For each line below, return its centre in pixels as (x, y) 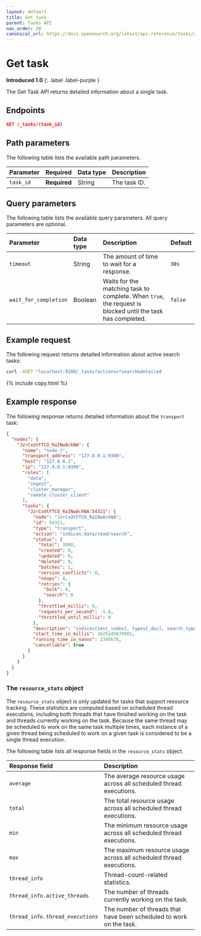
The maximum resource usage (147, 850)
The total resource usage (139, 801)
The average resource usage (144, 776)
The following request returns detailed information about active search (93, 354)
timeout (20, 264)
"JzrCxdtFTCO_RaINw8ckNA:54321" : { (72, 512)
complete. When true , (133, 296)
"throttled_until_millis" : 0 (74, 617)
